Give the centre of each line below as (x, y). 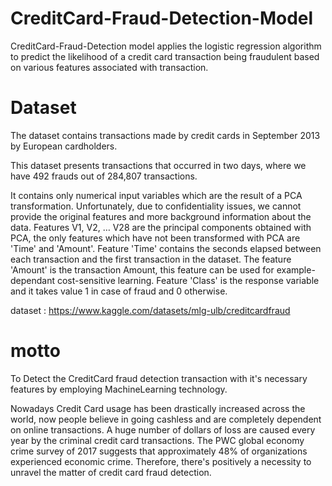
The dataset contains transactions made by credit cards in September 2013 (165, 135)
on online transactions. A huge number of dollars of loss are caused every (163, 429)
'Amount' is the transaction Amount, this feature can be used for (142, 269)
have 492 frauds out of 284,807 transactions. (104, 176)
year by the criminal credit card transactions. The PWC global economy (157, 440)
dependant (33, 280)
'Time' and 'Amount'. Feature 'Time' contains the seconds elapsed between (166, 248)
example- (296, 269)
